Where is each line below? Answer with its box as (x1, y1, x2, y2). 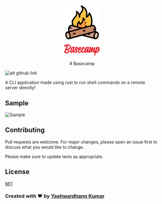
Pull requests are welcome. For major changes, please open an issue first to (5, 139, 158, 144)
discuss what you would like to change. (5, 144, 84, 150)
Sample (5, 99, 29, 107)
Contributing (5, 126, 45, 134)
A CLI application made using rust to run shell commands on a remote (5, 80, 145, 85)
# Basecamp (69, 61, 95, 66)
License (5, 168, 30, 176)
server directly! (5, 85, 36, 91)
